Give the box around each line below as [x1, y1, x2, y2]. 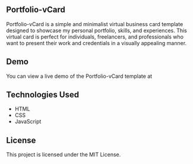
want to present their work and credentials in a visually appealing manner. [6, 39, 187, 46]
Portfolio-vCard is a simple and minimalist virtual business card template [6, 20, 183, 27]
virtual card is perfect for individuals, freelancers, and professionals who [6, 33, 184, 40]
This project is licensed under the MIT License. [6, 151, 121, 158]
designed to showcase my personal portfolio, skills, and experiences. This [6, 27, 187, 34]
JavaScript [14, 118, 42, 125]
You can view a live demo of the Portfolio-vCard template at [6, 72, 153, 80]
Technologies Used [6, 90, 79, 100]
